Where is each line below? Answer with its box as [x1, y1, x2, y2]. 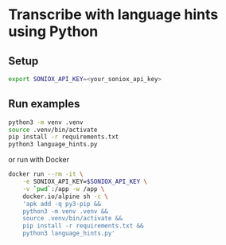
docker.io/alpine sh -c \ [22, 192, 109, 200]
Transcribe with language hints [8, 6, 219, 24]
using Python [8, 22, 99, 41]
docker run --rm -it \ [8, 170, 84, 178]
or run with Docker [8, 155, 70, 165]
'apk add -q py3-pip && [22, 200, 102, 208]
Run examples [8, 97, 80, 111]
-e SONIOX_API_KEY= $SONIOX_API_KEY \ [22, 177, 148, 186]
